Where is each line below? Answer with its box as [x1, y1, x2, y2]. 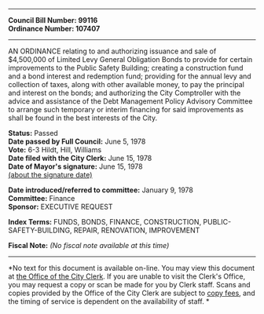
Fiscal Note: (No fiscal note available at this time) [8, 241, 170, 250]
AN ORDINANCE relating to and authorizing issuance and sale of [8, 46, 217, 56]
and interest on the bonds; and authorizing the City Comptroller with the [8, 88, 241, 97]
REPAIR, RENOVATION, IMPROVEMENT [73, 225, 200, 235]
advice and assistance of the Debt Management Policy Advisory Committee [8, 97, 253, 106]
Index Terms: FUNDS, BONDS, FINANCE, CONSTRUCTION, [8, 217, 202, 226]
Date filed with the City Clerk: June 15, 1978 [8, 154, 152, 162]
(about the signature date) [8, 170, 93, 179]
